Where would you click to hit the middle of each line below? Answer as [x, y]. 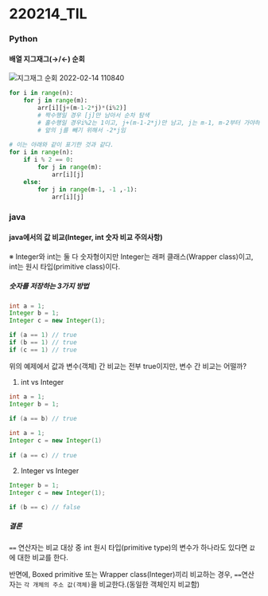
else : [33, 182]
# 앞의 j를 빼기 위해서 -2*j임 [82, 130]
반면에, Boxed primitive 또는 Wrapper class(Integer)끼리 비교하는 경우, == [125, 574]
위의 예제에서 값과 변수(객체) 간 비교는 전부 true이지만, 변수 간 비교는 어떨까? [128, 366]
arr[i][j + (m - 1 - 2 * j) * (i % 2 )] [82, 108]
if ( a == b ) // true [43, 418]
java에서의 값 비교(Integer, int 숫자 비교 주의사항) [86, 237]
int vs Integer [42, 382]
